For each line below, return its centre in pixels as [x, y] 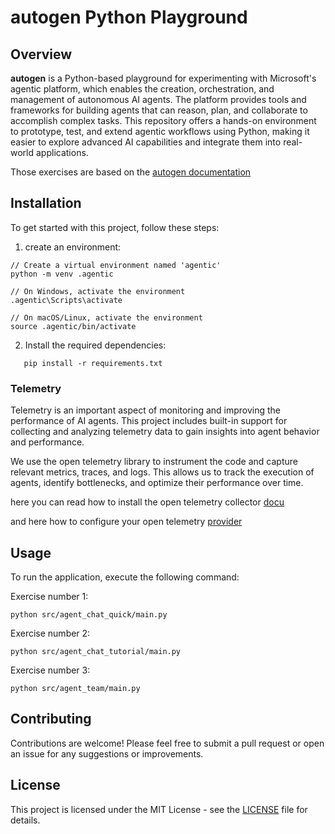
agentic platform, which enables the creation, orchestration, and [142, 89]
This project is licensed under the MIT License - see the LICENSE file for [159, 809]
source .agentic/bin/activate [73, 326]
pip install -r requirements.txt [93, 363]
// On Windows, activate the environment [98, 291]
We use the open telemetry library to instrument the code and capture [154, 462]
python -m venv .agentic [62, 274]
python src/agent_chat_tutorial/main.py [96, 651]
